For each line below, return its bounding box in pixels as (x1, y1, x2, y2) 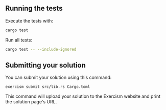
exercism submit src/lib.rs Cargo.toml (5, 84, 90, 90)
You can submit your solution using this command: (5, 74, 112, 81)
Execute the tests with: (5, 17, 54, 24)
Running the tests (5, 4, 63, 13)
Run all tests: (5, 37, 32, 43)
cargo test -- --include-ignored (5, 47, 77, 52)
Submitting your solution (5, 61, 86, 70)
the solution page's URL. (5, 99, 57, 105)
